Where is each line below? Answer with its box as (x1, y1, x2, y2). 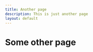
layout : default (5, 16, 38, 21)
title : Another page (5, 7, 47, 12)
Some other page (5, 37, 76, 48)
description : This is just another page (5, 12, 89, 16)
